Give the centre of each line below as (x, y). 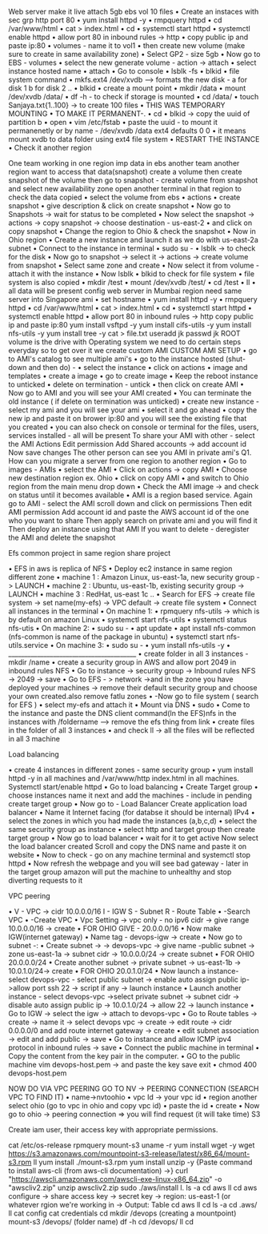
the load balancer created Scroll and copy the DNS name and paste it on (128, 846)
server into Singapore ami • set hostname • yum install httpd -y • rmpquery (133, 299)
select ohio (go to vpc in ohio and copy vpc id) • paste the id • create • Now (134, 1105)
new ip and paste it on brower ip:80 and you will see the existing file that (128, 418)
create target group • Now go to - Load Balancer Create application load (128, 804)
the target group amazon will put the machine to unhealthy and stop (120, 872)
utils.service (28, 645)
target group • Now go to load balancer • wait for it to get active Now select (133, 838)
